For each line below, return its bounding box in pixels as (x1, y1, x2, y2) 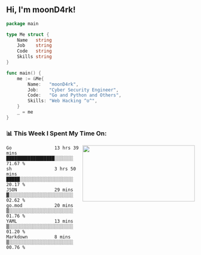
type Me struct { (6, 31, 50, 38)
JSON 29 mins (6, 187, 74, 193)
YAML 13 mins (6, 218, 74, 224)
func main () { (6, 70, 42, 76)
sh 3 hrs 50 (6, 166, 77, 172)
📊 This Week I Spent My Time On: (6, 129, 107, 137)
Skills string (17, 54, 52, 60)
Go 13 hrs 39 (6, 145, 79, 151)
